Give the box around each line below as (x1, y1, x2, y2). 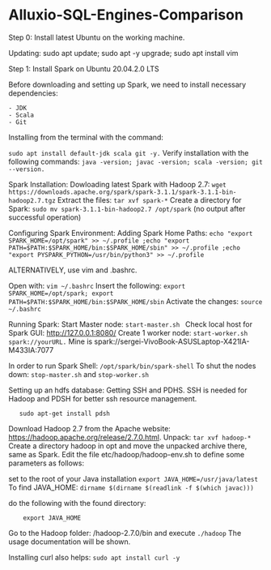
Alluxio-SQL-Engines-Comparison (8, 6, 244, 24)
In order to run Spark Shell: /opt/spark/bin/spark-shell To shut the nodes (8, 361, 256, 371)
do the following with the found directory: (8, 498, 146, 508)
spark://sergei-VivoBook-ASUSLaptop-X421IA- (94, 336, 250, 346)
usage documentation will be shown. (8, 537, 131, 546)
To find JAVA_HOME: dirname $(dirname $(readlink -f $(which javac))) (8, 482, 255, 492)
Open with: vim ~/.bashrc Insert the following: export (8, 281, 186, 290)
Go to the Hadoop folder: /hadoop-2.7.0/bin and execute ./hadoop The (8, 528, 242, 538)
